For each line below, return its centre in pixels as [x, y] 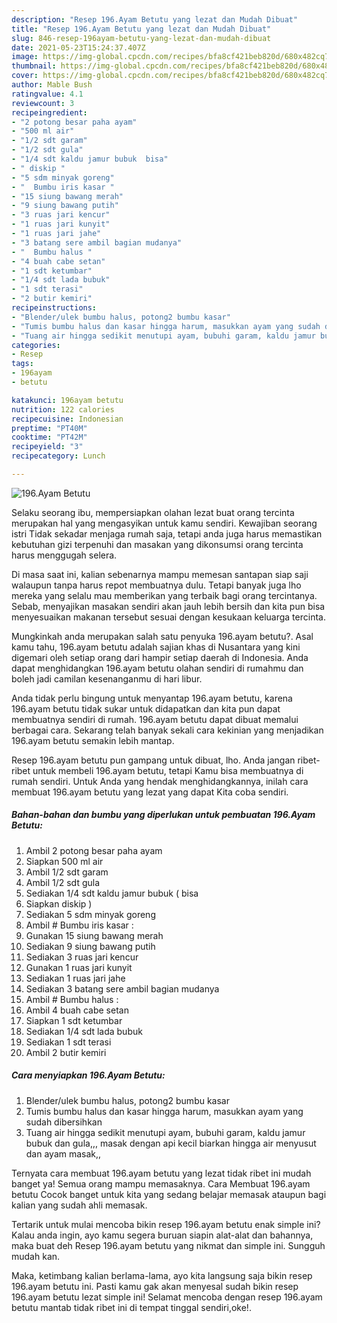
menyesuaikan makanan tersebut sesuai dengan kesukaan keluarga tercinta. [168, 617]
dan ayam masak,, [63, 1153]
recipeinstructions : [54, 308]
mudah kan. [36, 1256]
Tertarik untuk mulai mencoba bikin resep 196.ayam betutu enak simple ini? [166, 1224]
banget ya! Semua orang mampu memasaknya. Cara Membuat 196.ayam [161, 1183]
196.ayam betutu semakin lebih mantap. [93, 740]
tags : [22, 364]
